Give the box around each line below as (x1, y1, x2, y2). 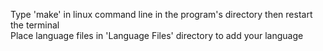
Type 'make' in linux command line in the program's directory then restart (10, 9, 313, 20)
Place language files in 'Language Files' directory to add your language (10, 30, 304, 41)
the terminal (10, 19, 60, 31)
